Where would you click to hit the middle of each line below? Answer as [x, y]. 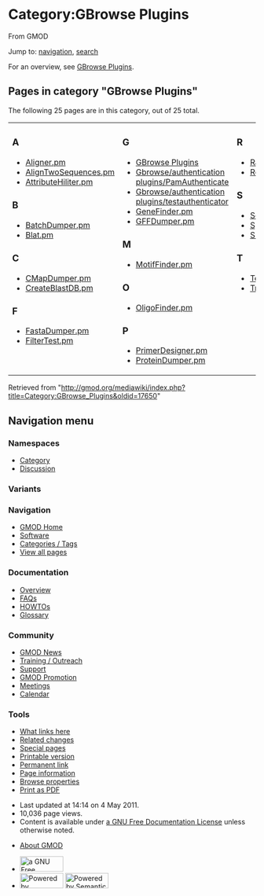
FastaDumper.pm [57, 331]
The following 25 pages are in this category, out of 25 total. [104, 110]
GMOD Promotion [48, 677]
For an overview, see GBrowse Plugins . [71, 66]
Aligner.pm [46, 162]
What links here [45, 732]
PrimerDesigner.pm [172, 351]
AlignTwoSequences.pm [70, 172]
